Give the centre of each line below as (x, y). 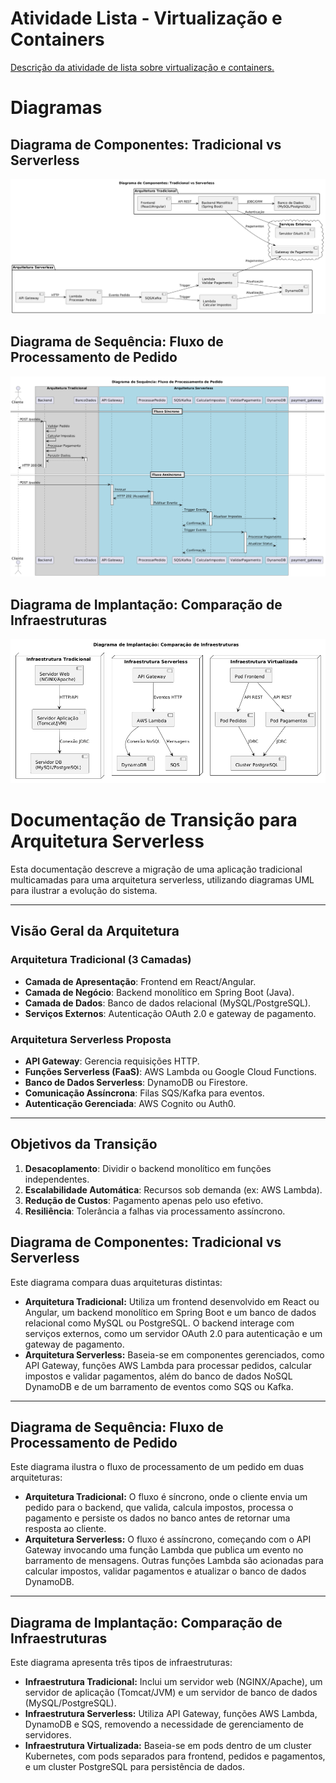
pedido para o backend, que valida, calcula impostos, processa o (159, 1508)
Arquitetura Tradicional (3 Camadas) (101, 960)
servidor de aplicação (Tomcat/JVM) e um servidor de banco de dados (171, 1693)
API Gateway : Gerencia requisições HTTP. (112, 1061)
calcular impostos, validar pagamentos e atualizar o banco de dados (165, 1571)
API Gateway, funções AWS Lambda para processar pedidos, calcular (168, 1365)
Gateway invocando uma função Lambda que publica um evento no (164, 1550)
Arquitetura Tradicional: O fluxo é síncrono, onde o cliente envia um (166, 1497)
